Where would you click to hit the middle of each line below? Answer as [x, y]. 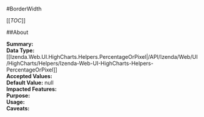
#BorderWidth [24, 9]
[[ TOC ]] [16, 20]
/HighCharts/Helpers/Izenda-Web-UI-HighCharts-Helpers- [80, 63]
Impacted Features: [31, 89]
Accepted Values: [30, 76]
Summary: [20, 44]
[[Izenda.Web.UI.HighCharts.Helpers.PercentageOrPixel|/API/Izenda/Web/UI [102, 57]
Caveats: [18, 108]
